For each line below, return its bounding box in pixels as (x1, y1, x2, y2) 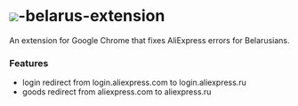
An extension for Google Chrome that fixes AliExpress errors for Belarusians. (9, 34, 291, 45)
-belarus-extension (18, 6, 165, 26)
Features (9, 57, 49, 69)
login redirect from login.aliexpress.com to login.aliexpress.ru (21, 77, 246, 88)
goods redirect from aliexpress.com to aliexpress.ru (21, 87, 212, 97)
